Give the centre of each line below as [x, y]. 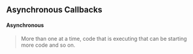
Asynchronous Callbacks [55, 10]
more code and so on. [48, 45]
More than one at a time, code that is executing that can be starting [104, 38]
